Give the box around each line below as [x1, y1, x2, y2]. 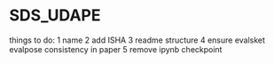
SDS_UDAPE [9, 5, 101, 26]
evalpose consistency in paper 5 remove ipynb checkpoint [9, 43, 223, 54]
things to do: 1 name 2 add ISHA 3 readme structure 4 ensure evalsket [9, 35, 266, 45]
